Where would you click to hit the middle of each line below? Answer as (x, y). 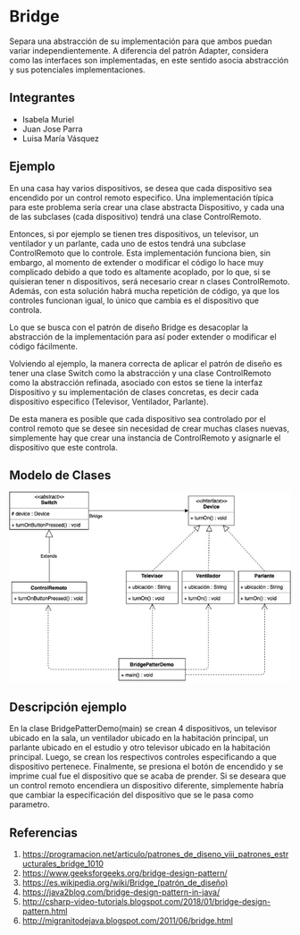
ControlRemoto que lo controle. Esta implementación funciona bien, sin (140, 253)
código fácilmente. (44, 346)
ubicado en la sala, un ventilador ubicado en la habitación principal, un (139, 738)
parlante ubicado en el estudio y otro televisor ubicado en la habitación (140, 747)
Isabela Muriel (48, 119)
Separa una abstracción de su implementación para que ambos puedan (141, 41)
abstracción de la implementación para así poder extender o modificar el (143, 336)
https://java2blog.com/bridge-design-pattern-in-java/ (121, 892)
